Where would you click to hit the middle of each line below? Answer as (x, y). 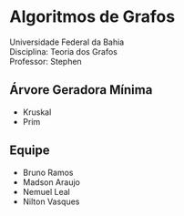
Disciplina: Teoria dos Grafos (64, 51)
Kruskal (37, 112)
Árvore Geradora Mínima (81, 90)
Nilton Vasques (51, 201)
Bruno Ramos (48, 172)
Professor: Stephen (46, 61)
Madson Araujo (51, 182)
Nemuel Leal (46, 191)
